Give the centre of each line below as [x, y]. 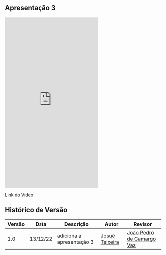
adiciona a [69, 236]
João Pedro [141, 232]
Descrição [76, 224]
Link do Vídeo [19, 195]
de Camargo [142, 239]
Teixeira [110, 242]
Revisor [143, 224]
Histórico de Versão [36, 210]
